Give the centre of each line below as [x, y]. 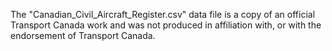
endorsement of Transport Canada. [83, 35]
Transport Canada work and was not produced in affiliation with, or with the [166, 25]
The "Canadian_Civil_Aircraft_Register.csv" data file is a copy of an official [163, 14]
